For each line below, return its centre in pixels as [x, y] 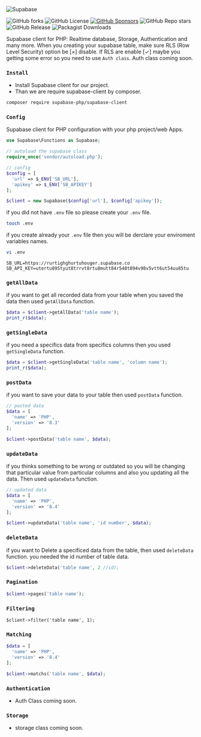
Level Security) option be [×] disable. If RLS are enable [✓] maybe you [93, 52]
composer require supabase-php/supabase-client [67, 103]
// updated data [26, 490]
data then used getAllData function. [51, 302]
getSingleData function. [35, 351]
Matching [19, 634]
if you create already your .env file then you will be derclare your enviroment [100, 235]
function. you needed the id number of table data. [68, 556]
